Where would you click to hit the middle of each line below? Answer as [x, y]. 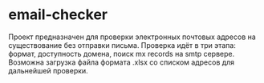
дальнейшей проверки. [48, 70]
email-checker [58, 15]
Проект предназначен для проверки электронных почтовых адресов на [132, 37]
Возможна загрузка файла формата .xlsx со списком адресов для [122, 62]
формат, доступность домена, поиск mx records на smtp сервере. [122, 53]
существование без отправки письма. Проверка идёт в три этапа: [122, 45]
